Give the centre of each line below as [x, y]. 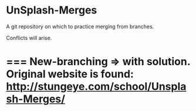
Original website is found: [70, 74]
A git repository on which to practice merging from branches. [80, 26]
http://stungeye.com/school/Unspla [96, 87]
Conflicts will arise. [29, 38]
